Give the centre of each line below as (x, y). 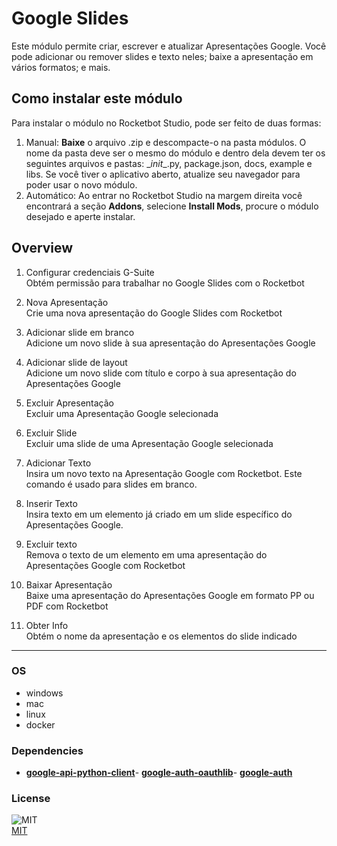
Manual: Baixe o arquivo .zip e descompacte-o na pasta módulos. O (166, 142)
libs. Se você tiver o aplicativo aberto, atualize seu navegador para (163, 174)
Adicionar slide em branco (80, 332)
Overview (42, 248)
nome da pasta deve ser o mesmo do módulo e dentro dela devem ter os (175, 153)
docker (40, 724)
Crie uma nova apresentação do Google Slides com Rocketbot (154, 313)
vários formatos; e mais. (61, 67)
